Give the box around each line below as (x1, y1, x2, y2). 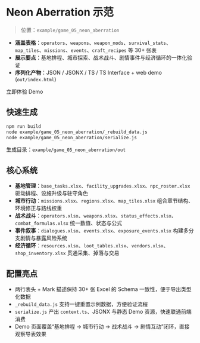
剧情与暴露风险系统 (20, 234, 67, 242)
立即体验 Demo (6, 88, 43, 95)
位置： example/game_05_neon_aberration (20, 26, 120, 33)
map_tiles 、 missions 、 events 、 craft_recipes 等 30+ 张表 (14, 46, 157, 54)
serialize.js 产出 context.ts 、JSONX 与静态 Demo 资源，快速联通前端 (14, 308, 192, 315)
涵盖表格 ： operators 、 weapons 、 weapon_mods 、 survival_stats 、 (14, 39, 171, 46)
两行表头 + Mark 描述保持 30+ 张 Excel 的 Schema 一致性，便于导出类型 (14, 286, 192, 293)
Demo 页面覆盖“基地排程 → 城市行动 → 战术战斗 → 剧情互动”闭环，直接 (14, 323, 190, 330)
